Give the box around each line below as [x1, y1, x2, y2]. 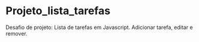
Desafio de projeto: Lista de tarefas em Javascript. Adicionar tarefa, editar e [5, 24, 193, 31]
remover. [5, 30, 28, 37]
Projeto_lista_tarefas [5, 4, 111, 18]
